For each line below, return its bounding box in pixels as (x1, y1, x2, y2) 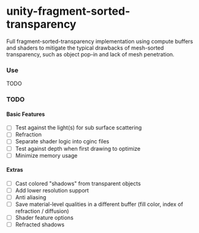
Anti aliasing (15, 194, 47, 201)
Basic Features (6, 110, 45, 118)
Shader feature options (15, 214, 73, 221)
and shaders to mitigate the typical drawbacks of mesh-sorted (6, 44, 164, 52)
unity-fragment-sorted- (6, 4, 130, 18)
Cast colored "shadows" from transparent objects (15, 180, 141, 187)
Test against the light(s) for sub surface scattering (15, 124, 142, 131)
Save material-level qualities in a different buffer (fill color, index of (15, 201, 184, 208)
